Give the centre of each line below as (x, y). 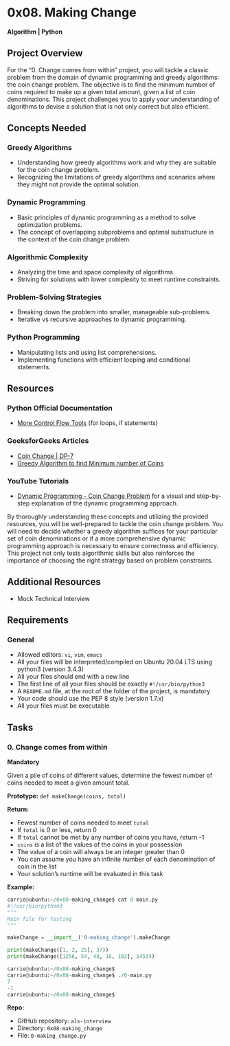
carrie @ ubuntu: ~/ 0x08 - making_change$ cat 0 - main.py (82, 900)
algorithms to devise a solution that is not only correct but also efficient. (109, 106)
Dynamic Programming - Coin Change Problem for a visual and (106, 496)
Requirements (38, 620)
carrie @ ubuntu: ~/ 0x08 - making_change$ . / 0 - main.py (80, 975)
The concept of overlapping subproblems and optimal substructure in (115, 232)
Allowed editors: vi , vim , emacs (60, 655)
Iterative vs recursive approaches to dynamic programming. (102, 319)
